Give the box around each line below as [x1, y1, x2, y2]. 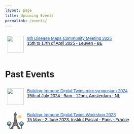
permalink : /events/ [5, 18, 48, 23]
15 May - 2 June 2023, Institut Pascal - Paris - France [27, 117, 129, 123]
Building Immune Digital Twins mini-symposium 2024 [27, 88, 128, 94]
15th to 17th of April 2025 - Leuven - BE [27, 41, 103, 46]
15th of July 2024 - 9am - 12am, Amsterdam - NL [27, 93, 121, 99]
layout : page [5, 8, 32, 13]
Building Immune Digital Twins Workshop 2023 [27, 112, 116, 118]
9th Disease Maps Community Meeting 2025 [27, 36, 112, 41]
